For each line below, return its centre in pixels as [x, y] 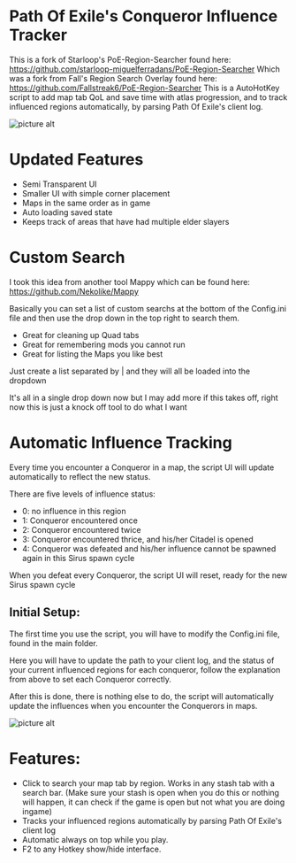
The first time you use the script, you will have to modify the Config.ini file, [144, 634]
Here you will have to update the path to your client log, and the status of [142, 660]
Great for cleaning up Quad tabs [80, 335]
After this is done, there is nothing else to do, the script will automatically [141, 696]
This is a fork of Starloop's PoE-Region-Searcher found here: [120, 59]
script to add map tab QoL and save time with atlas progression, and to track [148, 97]
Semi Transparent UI [59, 184]
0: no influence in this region [74, 511]
